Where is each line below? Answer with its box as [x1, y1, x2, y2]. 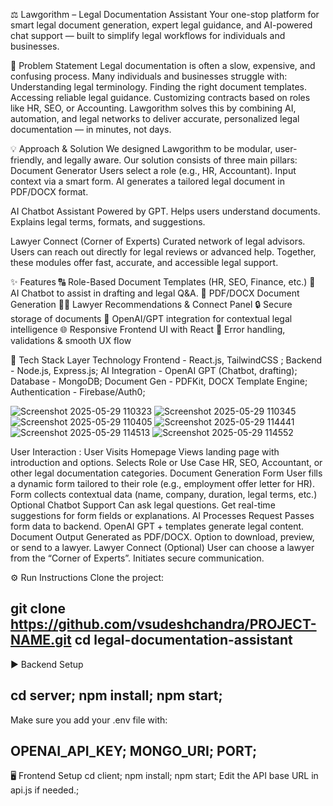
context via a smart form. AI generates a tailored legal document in [10, 175, 285, 187]
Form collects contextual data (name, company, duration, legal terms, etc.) [10, 489, 318, 500]
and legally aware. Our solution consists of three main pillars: [46, 154, 298, 166]
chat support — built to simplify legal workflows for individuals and [10, 30, 286, 41]
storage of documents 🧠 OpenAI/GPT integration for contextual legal [10, 313, 293, 324]
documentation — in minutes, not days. [10, 124, 172, 135]
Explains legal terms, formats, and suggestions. [10, 216, 206, 228]
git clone [10, 600, 67, 618]
